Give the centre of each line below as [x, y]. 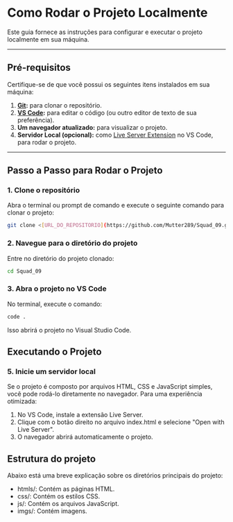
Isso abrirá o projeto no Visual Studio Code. [69, 330]
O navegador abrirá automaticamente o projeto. [85, 437]
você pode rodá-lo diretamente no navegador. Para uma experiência [105, 394]
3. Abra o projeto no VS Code [57, 289]
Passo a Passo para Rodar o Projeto [85, 170]
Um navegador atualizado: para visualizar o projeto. [92, 127]
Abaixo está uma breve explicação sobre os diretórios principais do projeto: [115, 475]
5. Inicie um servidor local [51, 371]
